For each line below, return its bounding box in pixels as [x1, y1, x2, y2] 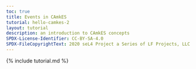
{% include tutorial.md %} [6, 57, 69, 64]
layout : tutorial [6, 25, 49, 31]
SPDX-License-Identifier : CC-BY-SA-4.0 [6, 36, 104, 42]
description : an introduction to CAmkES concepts [6, 30, 130, 36]
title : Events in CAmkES [6, 14, 67, 20]
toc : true [6, 8, 31, 15]
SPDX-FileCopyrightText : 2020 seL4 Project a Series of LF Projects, [6, 42, 180, 47]
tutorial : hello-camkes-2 [6, 19, 69, 25]
